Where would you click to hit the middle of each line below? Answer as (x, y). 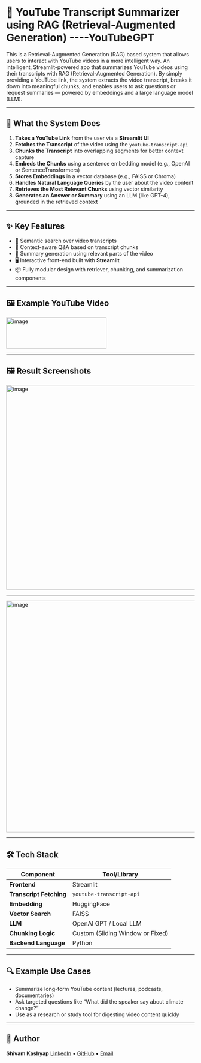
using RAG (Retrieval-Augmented (91, 25)
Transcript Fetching (38, 894)
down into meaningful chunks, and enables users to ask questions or (91, 86)
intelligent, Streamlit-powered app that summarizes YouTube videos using (97, 67)
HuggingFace (91, 904)
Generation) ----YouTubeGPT (80, 38)
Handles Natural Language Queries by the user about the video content (104, 182)
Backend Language (37, 943)
